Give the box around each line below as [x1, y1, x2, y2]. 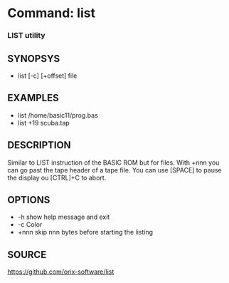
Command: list [7, 5, 96, 21]
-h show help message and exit [17, 212, 110, 222]
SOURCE [7, 248, 47, 261]
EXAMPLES [7, 92, 59, 104]
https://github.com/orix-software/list [7, 267, 114, 276]
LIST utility [7, 31, 46, 41]
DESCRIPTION [7, 139, 71, 151]
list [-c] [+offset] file [17, 71, 78, 80]
